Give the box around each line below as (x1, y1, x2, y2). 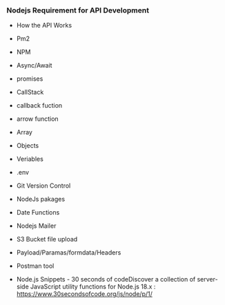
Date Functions (16, 208, 60, 217)
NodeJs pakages (16, 195, 66, 204)
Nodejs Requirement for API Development (6, 6, 150, 15)
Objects (16, 141, 39, 150)
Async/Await (16, 61, 52, 70)
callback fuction (16, 101, 63, 110)
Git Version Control (16, 181, 71, 190)
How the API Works (16, 21, 72, 30)
